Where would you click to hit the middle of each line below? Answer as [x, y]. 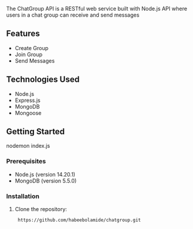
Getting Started [36, 131]
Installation [23, 196]
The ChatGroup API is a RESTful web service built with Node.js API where [97, 9]
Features [23, 34]
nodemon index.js [28, 146]
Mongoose [28, 113]
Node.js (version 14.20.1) [45, 174]
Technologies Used [43, 80]
